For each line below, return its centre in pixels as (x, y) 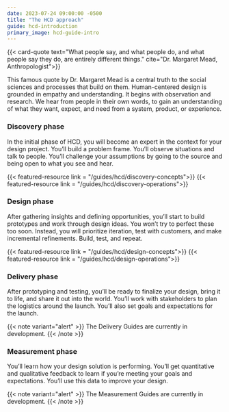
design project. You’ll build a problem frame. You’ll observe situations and (111, 149)
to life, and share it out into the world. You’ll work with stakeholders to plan (112, 299)
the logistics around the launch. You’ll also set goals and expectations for (110, 306)
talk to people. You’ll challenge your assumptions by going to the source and (115, 156)
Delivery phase (33, 276)
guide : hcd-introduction (42, 26)
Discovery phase (36, 127)
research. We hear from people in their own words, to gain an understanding (114, 102)
